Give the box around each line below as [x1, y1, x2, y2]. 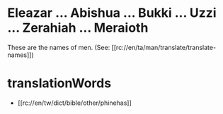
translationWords [7, 75, 112, 91]
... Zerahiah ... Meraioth [7, 20, 149, 36]
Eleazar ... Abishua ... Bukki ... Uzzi [7, 5, 217, 21]
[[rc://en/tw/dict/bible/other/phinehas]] [17, 99, 132, 107]
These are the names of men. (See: [7, 43, 110, 51]
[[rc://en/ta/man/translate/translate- [111, 43, 217, 51]
